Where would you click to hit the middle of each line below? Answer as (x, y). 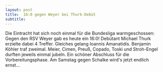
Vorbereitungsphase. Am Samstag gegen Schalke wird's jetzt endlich (77, 60)
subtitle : (16, 19)
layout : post (19, 10)
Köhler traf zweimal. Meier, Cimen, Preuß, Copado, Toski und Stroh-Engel (82, 49)
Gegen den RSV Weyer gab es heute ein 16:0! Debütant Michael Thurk (78, 38)
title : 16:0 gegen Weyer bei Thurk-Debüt (50, 14)
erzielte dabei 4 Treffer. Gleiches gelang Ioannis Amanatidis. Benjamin (78, 44)
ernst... (13, 65)
